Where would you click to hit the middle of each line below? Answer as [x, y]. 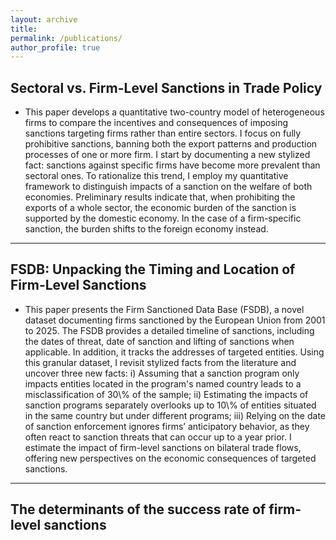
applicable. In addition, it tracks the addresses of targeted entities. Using [174, 352]
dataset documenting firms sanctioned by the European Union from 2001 [175, 320]
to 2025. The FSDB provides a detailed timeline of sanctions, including [169, 330]
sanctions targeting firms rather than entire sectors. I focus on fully [163, 133]
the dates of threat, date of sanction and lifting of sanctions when [159, 341]
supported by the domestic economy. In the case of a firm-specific [163, 218]
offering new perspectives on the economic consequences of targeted [170, 458]
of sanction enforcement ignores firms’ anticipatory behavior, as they [167, 426]
